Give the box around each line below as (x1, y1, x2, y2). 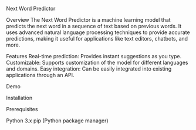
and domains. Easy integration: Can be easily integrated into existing (6, 65, 172, 72)
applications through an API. (6, 72, 75, 78)
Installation (6, 94, 33, 101)
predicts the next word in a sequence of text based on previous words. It (6, 23, 182, 29)
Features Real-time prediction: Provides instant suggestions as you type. (6, 53, 182, 59)
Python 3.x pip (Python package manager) (6, 117, 109, 124)
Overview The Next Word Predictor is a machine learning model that (6, 16, 171, 23)
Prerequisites (6, 106, 38, 112)
